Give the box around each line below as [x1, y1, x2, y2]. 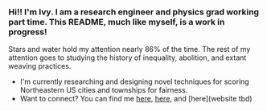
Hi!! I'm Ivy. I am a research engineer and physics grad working [8, 6, 260, 18]
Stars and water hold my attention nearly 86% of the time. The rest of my [8, 45, 251, 54]
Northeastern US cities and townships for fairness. [19, 85, 188, 95]
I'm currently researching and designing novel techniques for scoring [19, 77, 249, 86]
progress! [8, 26, 47, 38]
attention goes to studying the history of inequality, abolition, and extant [8, 53, 247, 62]
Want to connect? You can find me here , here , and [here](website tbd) [19, 94, 253, 104]
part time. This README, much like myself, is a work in [8, 16, 225, 27]
